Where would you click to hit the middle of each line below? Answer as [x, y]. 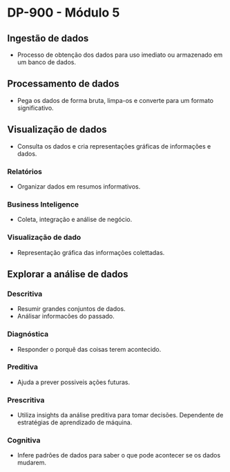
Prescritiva [26, 400]
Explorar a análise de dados [68, 274]
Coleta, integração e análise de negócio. [75, 220]
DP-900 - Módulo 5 [64, 13]
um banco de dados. [46, 62]
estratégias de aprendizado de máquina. [75, 422]
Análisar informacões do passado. [66, 317]
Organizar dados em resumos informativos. [79, 186]
